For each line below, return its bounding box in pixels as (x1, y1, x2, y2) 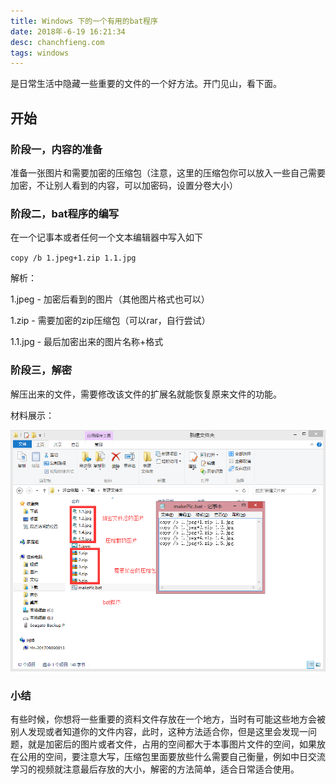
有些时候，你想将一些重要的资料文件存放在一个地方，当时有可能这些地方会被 (10, 713, 326, 725)
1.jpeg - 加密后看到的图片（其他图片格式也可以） (10, 293, 210, 305)
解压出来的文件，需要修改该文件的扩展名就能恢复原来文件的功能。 (10, 388, 282, 400)
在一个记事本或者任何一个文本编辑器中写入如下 (10, 231, 203, 244)
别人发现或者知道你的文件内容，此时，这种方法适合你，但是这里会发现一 (10, 726, 308, 738)
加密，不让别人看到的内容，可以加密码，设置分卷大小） (10, 179, 238, 191)
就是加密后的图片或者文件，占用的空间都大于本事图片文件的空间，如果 (27, 738, 317, 750)
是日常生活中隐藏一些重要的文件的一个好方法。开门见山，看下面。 (10, 78, 282, 90)
